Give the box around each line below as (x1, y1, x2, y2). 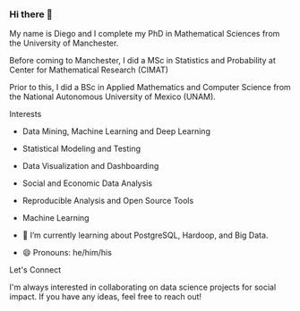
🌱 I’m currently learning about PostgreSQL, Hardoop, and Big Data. (21, 230, 269, 240)
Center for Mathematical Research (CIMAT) (9, 64, 168, 75)
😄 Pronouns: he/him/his (21, 248, 112, 258)
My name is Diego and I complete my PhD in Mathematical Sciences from (9, 29, 280, 39)
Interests (9, 109, 42, 120)
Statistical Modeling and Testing (21, 143, 141, 155)
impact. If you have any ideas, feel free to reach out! (9, 291, 202, 302)
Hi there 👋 (9, 8, 54, 21)
